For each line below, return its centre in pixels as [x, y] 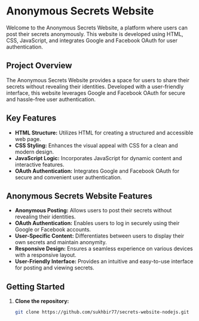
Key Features [31, 118]
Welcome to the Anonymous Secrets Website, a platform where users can [97, 28]
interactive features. [39, 164]
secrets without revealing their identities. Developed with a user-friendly [95, 86]
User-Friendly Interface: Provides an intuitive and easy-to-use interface [104, 262]
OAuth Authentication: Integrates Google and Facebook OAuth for [97, 171]
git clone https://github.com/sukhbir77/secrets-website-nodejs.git [102, 312]
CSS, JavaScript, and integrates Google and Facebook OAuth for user [92, 40]
